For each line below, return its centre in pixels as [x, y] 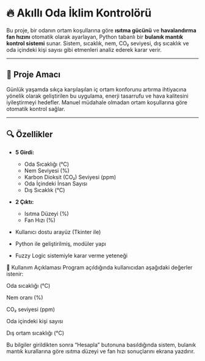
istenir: [15, 274]
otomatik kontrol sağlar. [36, 109]
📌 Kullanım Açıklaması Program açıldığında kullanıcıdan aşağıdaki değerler [99, 267]
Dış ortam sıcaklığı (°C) [35, 333]
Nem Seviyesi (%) [47, 170]
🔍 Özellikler [30, 134]
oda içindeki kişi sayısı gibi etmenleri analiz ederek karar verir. [84, 49]
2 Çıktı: [24, 202]
